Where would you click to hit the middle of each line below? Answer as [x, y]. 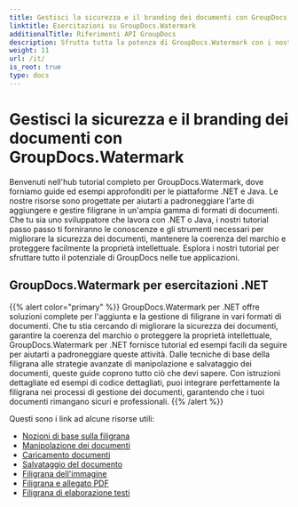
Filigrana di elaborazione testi [76, 492]
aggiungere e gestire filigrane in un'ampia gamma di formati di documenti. [145, 210]
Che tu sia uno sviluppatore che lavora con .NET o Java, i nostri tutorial [139, 220]
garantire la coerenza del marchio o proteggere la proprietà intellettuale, [141, 335]
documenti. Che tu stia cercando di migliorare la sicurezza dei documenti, [144, 326]
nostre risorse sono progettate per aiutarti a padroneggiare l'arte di [132, 200]
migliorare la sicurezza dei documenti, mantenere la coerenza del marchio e [148, 238]
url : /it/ [27, 59]
